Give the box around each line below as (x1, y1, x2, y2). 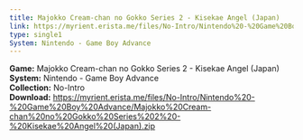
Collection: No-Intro (9, 82, 86, 93)
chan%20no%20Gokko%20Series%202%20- (9, 111, 181, 122)
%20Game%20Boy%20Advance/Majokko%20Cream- (9, 101, 212, 113)
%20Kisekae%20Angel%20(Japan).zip (9, 121, 156, 132)
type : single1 (9, 30, 63, 39)
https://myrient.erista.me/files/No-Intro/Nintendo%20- (52, 92, 255, 103)
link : (9, 22, 30, 31)
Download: (9, 92, 51, 103)
